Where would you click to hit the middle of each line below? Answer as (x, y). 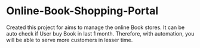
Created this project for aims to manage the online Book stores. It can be (96, 27)
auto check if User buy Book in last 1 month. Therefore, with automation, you (100, 33)
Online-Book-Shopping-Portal (82, 11)
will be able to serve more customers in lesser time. (70, 40)
